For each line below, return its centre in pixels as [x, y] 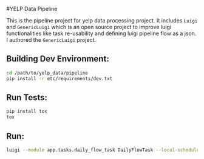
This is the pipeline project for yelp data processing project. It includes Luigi [102, 20]
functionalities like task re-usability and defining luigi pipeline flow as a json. [101, 33]
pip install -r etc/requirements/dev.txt [59, 78]
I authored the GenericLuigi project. [51, 40]
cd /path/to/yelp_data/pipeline [47, 73]
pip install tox [27, 112]
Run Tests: [27, 97]
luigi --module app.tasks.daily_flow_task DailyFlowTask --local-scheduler [104, 150]
